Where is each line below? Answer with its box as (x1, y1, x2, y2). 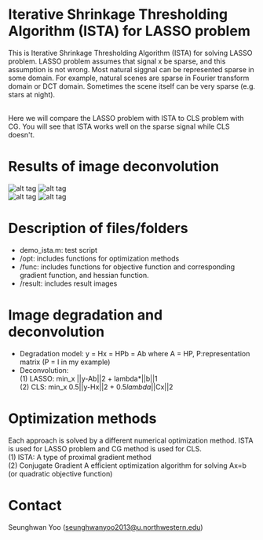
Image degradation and (8, 306, 163, 323)
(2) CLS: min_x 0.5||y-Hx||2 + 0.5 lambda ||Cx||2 (19, 382, 174, 392)
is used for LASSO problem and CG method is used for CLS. (8, 443, 202, 453)
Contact (8, 496, 62, 514)
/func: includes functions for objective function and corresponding (19, 261, 236, 272)
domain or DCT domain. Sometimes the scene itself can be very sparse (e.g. (8, 81, 256, 91)
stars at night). (8, 89, 56, 99)
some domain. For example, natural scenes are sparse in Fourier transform (8, 73, 250, 82)
